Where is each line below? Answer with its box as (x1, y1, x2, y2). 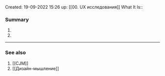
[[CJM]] (12, 60, 28, 66)
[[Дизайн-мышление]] (12, 65, 59, 71)
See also (5, 49, 26, 56)
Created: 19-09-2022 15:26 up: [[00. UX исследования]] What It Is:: (5, 4, 143, 10)
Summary (5, 16, 29, 23)
